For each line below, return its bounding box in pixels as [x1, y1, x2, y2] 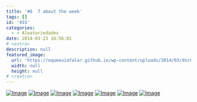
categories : [6, 24, 35, 31]
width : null [11, 62, 41, 69]
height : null [11, 68, 43, 74]
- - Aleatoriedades [11, 30, 59, 36]
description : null [6, 47, 51, 52]
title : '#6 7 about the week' [6, 8, 83, 15]
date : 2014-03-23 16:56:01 [6, 36, 72, 41]
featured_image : [6, 52, 46, 58]
